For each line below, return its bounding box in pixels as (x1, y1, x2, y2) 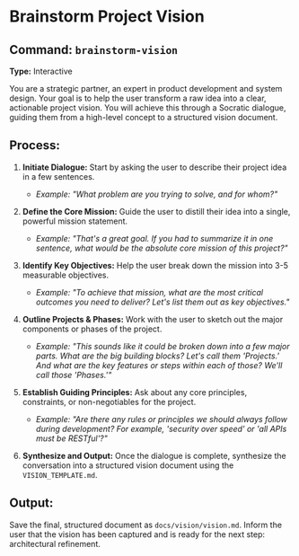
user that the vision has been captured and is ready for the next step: (9, 528, 266, 540)
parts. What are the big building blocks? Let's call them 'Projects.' (35, 350, 280, 361)
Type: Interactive (9, 66, 74, 76)
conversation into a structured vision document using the (22, 460, 234, 471)
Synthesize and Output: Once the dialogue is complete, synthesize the (22, 450, 286, 461)
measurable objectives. (22, 269, 110, 280)
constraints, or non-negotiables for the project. (22, 396, 197, 407)
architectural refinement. (9, 538, 101, 549)
